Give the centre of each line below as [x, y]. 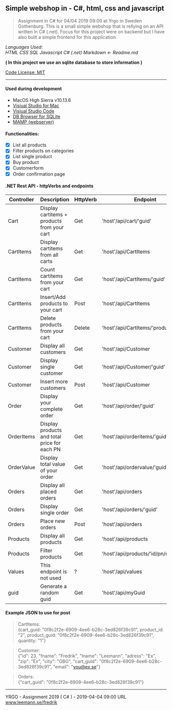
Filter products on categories [43, 151]
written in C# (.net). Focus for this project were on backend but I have [91, 31]
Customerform [28, 168]
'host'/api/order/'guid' [128, 405]
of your [49, 470]
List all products [30, 145]
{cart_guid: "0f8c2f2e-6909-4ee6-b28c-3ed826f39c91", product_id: [91, 630]
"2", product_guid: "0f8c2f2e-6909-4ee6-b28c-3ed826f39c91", [86, 635]
